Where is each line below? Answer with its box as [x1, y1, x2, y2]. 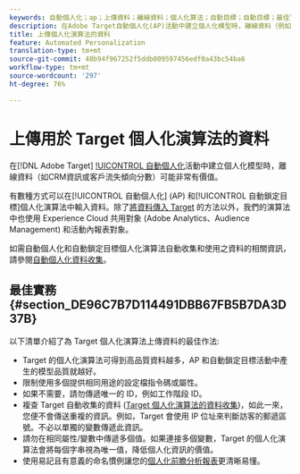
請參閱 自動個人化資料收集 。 [9, 254, 112, 265]
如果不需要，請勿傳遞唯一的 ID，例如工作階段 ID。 [21, 388, 207, 399]
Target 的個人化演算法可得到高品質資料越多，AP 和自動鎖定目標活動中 [21, 355, 280, 366]
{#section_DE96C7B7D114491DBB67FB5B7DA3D [9, 297, 287, 312]
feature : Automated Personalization [9, 38, 146, 47]
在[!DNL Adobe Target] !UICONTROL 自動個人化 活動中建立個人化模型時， [9, 160, 279, 171]
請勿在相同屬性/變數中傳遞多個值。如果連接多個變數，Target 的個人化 [21, 433, 279, 444]
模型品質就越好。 [37, 366, 101, 377]
